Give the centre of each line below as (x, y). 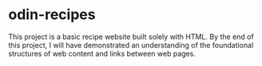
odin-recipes (52, 15)
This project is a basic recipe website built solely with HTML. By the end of (131, 37)
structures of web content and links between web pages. (102, 53)
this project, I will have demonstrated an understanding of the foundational (131, 45)
